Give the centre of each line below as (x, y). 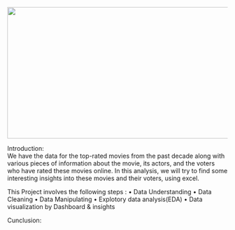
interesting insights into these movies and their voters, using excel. (103, 178)
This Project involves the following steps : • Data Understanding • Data (109, 192)
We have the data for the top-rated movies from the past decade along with (116, 156)
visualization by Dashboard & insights (61, 207)
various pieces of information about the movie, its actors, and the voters (111, 163)
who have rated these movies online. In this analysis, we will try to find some (117, 171)
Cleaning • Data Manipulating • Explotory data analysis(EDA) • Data (105, 199)
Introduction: (26, 148)
